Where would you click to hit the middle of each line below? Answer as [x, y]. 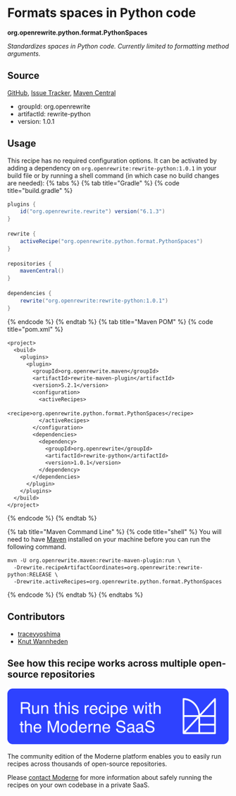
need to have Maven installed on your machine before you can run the [109, 539]
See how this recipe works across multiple [102, 663]
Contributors [36, 617]
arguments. [24, 54]
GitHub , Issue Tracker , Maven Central [62, 92]
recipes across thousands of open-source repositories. [87, 764]
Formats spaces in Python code [101, 13]
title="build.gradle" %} [40, 190]
